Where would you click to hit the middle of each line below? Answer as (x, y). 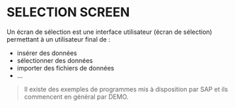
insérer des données (47, 53)
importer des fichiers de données (65, 68)
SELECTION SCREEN (68, 12)
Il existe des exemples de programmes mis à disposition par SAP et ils (126, 89)
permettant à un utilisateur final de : (58, 39)
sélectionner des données (55, 60)
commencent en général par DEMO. (76, 97)
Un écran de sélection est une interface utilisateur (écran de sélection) (110, 32)
